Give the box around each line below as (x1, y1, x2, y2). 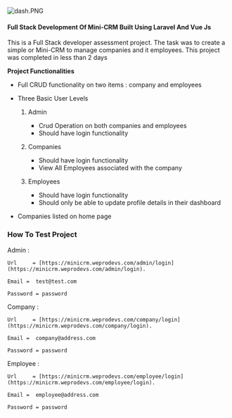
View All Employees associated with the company (38, 164, 183, 172)
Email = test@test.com (7, 278, 77, 285)
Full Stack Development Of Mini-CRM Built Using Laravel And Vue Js (7, 23, 212, 31)
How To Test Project (7, 229, 77, 239)
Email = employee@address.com (7, 391, 99, 398)
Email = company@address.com (7, 334, 96, 341)
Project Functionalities (7, 67, 75, 75)
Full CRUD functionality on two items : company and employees (17, 81, 202, 89)
